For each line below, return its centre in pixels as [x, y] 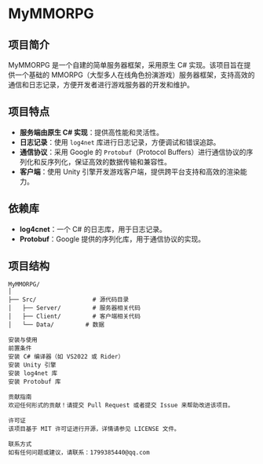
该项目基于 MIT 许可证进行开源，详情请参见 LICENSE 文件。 [94, 429]
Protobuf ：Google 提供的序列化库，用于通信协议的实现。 [112, 239]
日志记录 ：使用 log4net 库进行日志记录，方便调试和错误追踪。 [120, 142]
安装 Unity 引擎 [32, 365]
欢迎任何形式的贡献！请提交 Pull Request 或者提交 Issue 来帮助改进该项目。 [121, 406]
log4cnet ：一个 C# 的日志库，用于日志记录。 [93, 229]
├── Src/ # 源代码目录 [69, 300]
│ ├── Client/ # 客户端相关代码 [75, 317]
